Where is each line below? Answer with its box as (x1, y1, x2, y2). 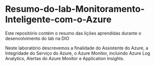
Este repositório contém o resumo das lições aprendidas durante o (5, 30, 142, 36)
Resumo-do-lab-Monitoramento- (5, 3, 145, 15)
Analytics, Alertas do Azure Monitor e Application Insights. (5, 55, 125, 61)
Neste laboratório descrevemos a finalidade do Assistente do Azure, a (5, 45, 149, 51)
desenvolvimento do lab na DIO (5, 35, 70, 41)
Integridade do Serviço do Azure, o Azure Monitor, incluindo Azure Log (5, 50, 151, 56)
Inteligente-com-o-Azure (5, 14, 112, 25)
